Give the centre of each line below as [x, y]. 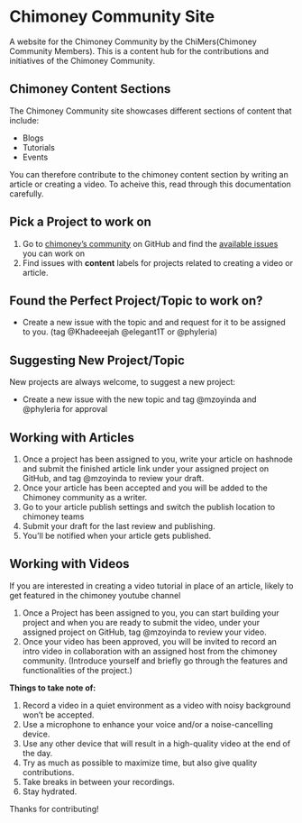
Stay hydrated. [50, 791]
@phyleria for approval [65, 409]
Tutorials [39, 147]
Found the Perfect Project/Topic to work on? [136, 301]
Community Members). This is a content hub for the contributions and [139, 50]
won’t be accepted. [58, 715]
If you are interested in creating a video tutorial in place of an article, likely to [151, 585]
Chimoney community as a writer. [85, 497]
